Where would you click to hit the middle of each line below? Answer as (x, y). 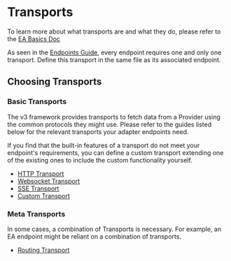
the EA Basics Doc (34, 38)
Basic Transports (37, 102)
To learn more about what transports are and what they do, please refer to (114, 31)
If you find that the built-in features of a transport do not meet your (104, 145)
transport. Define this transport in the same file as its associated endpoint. (114, 59)
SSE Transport (38, 188)
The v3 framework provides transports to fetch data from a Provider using (114, 117)
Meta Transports (36, 214)
